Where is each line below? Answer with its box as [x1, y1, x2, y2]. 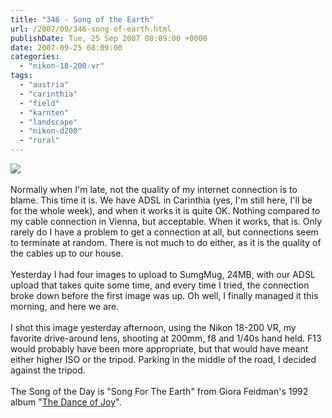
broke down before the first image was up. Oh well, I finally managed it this [10, 290, 319, 301]
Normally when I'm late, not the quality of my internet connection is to [10, 184, 298, 195]
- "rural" [19, 136, 60, 146]
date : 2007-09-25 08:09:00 [10, 42, 123, 53]
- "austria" [19, 80, 70, 90]
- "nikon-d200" [19, 126, 83, 136]
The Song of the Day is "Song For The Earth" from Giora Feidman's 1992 [10, 386, 309, 397]
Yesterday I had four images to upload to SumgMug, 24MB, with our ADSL [10, 269, 316, 280]
